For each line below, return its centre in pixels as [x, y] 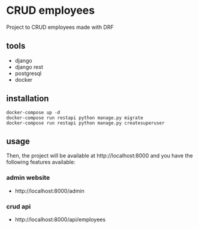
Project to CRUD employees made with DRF [60, 27]
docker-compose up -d [33, 112]
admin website [28, 178]
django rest [29, 67]
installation [28, 99]
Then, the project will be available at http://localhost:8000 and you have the [99, 156]
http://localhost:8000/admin [50, 191]
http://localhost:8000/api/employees [60, 219]
